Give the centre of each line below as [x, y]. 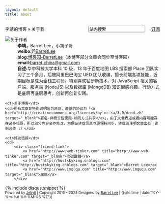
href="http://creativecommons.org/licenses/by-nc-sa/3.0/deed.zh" [74, 113]
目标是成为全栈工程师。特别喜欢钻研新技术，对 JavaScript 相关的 [87, 81]
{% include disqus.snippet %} [35, 188]
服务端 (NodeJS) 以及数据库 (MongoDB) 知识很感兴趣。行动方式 [95, 87]
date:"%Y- [151, 193]
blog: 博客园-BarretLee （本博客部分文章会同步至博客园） [74, 57]
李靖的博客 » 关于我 [25, 29]
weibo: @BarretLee [36, 51]
